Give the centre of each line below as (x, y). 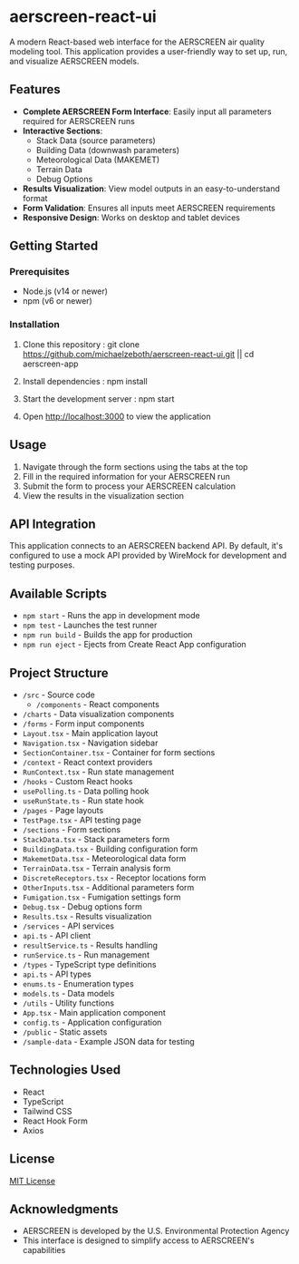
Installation (35, 325)
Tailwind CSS (47, 1111)
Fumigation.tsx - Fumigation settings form (101, 897)
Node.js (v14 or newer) (65, 291)
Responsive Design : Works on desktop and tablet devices (131, 217)
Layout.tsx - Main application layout (90, 733)
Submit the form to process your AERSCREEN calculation (129, 486)
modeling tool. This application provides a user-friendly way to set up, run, (149, 51)
